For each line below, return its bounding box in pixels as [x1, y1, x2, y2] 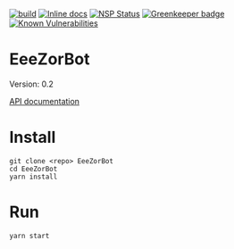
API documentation [9, 95, 80, 106]
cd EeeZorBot [9, 164, 58, 173]
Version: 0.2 [9, 79, 54, 89]
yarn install [9, 172, 58, 181]
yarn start [9, 231, 50, 240]
